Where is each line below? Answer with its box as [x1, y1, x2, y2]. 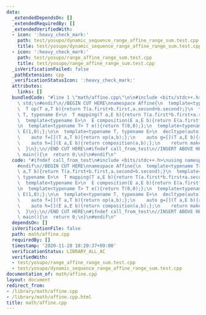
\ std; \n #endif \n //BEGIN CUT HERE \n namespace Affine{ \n [17, 100, 164, 106]
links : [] [17, 89, 43, 95]
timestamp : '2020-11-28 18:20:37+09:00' [12, 243, 116, 249]
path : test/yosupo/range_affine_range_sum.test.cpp [17, 55, 152, 61]
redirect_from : [6, 283, 45, 289]
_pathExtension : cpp [12, 72, 64, 78]
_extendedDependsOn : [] [12, 15, 72, 21]
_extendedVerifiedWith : [12, 26, 72, 32]
